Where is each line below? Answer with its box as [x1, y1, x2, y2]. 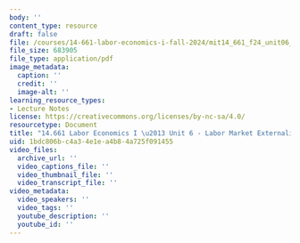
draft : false [9, 29, 58, 38]
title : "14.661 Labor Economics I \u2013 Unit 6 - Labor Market [9, 129, 254, 138]
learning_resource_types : [9, 95, 105, 105]
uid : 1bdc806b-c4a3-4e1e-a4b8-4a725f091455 [9, 137, 174, 146]
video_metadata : [9, 187, 70, 196]
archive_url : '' [17, 153, 78, 163]
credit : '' [17, 79, 58, 88]
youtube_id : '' [17, 220, 74, 229]
